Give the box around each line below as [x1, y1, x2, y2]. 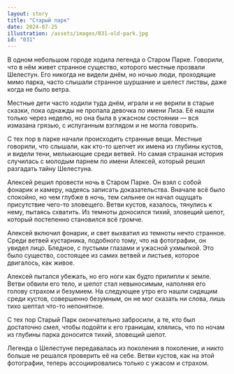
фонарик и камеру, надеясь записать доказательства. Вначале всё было [7, 186, 226, 194]
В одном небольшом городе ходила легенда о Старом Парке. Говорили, [7, 55, 224, 64]
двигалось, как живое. [7, 258, 75, 267]
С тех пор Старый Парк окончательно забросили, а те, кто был [7, 316, 196, 324]
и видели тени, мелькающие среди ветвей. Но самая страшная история [7, 150, 224, 158]
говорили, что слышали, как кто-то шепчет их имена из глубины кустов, [7, 142, 224, 151]
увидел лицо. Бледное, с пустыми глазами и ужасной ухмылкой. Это [7, 244, 214, 252]
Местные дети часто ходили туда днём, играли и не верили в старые [7, 99, 214, 107]
